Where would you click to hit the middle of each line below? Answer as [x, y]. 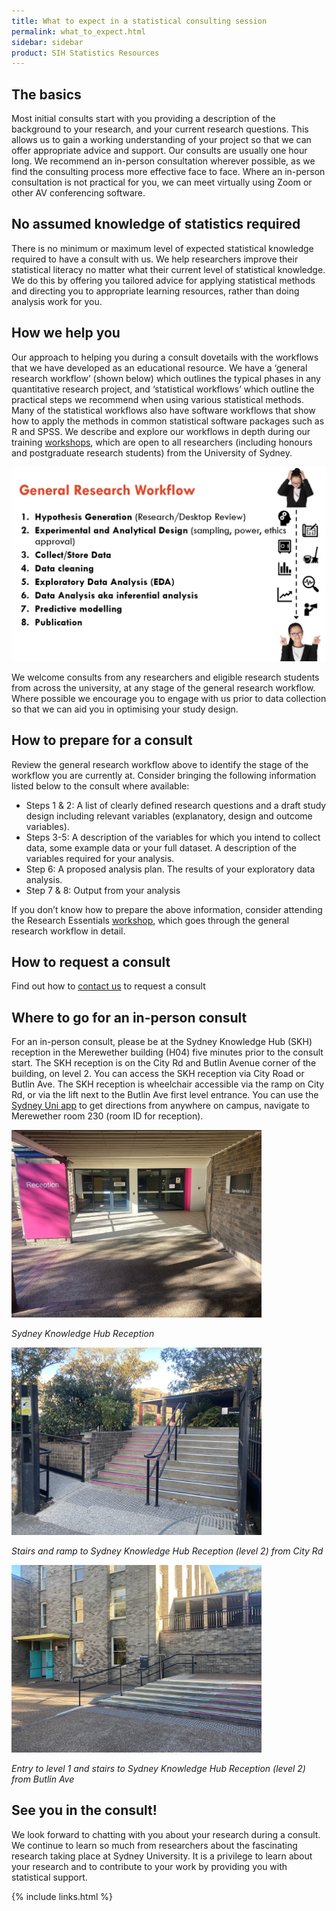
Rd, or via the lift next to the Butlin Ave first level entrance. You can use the [165, 1095]
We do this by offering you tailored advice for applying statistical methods [163, 280]
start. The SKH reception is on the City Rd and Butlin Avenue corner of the [164, 1063]
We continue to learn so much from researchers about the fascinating [154, 1845]
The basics [46, 94]
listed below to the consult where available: [100, 786]
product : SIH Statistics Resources [85, 53]
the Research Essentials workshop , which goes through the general [150, 920]
